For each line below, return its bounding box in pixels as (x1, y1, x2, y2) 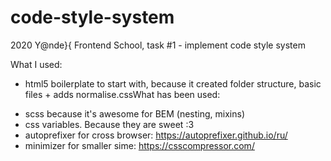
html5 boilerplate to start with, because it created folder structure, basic (24, 77, 322, 90)
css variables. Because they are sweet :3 (24, 118, 195, 130)
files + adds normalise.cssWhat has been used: (24, 88, 221, 100)
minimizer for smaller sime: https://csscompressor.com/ (24, 139, 255, 151)
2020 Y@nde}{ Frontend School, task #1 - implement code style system (10, 39, 306, 51)
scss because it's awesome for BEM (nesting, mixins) (24, 107, 245, 120)
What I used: (10, 58, 63, 70)
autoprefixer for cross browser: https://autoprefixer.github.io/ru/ (24, 129, 288, 141)
